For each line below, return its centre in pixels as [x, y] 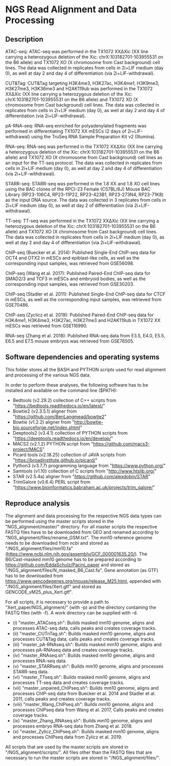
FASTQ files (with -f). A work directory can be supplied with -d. [72, 612]
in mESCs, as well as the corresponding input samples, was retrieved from [83, 300]
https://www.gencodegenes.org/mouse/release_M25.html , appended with [83, 581]
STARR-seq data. [31, 671]
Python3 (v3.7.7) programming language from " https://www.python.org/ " [89, 465]
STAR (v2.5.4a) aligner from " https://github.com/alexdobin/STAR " [81, 476]
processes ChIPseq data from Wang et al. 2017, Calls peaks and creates [88, 710]
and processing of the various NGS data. [48, 375]
